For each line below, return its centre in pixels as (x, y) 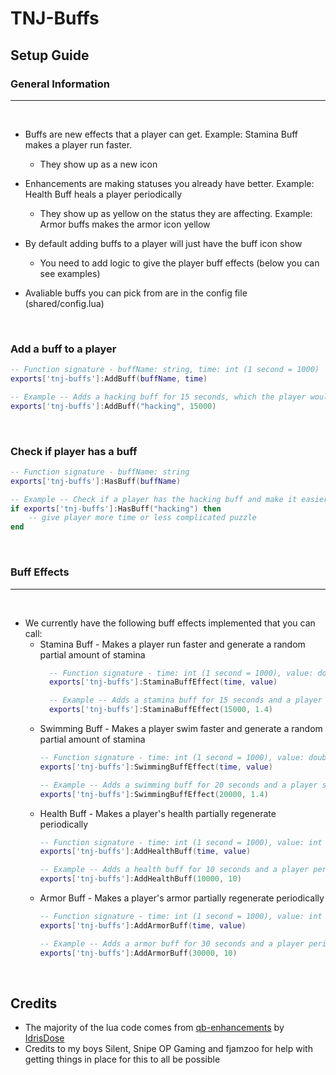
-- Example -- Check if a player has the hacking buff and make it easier (169, 499)
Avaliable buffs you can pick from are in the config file (136, 293)
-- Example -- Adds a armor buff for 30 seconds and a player (172, 943)
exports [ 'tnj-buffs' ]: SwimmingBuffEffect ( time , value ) (156, 767)
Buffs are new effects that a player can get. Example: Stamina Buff (161, 134)
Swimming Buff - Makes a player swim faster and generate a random (181, 729)
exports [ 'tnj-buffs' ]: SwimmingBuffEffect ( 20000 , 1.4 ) (154, 794)
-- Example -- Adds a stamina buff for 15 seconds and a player (185, 700)
